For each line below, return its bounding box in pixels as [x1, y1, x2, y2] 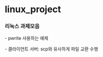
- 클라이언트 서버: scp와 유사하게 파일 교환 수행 [5, 46, 98, 52]
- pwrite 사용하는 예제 [5, 35, 49, 41]
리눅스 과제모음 [5, 23, 40, 30]
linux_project [5, 4, 61, 15]
